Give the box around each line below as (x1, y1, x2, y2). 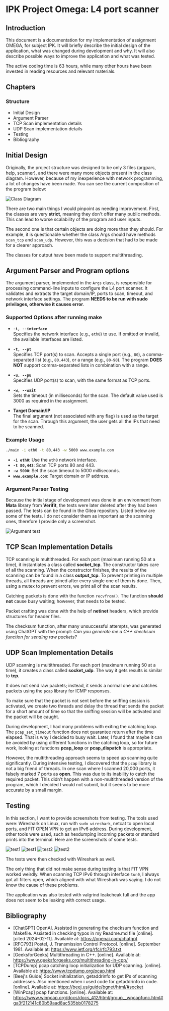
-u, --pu (13, 373, 32, 378)
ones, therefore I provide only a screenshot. (6, 519, 97, 525)
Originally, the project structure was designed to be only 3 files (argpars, (6, 164, 156, 170)
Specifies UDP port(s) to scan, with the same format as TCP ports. (13, 377, 151, 383)
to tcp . (6, 673, 20, 679)
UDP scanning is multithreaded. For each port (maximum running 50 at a (6, 662, 156, 668)
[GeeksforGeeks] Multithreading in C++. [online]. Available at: (13, 952, 141, 958)
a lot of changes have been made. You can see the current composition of (6, 180, 159, 186)
